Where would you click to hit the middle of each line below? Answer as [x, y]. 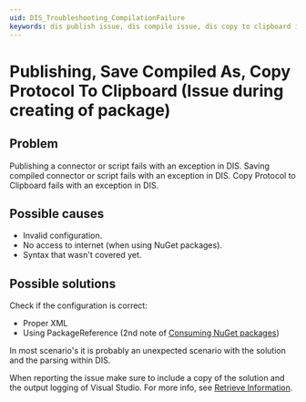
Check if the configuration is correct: [78, 305]
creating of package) [90, 110]
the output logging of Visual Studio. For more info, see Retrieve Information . [151, 387]
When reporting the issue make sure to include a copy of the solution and [147, 378]
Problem [34, 144]
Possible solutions [63, 283]
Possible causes [57, 214]
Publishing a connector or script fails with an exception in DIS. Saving [140, 166]
